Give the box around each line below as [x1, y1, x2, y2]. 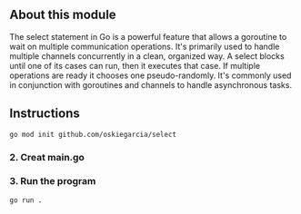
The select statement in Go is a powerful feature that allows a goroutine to [9, 31, 287, 42]
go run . [9, 195, 43, 205]
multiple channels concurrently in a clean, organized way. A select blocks [9, 50, 285, 62]
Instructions [9, 106, 80, 122]
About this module [9, 7, 116, 23]
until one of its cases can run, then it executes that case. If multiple [9, 60, 261, 71]
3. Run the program [9, 175, 96, 188]
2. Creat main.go [9, 151, 85, 163]
